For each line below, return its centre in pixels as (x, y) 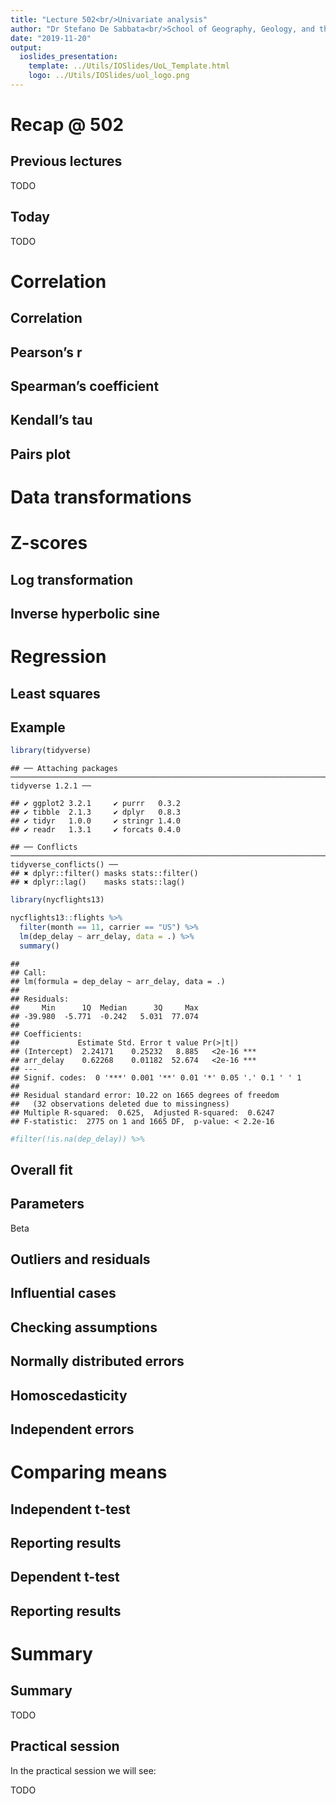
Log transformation (72, 579)
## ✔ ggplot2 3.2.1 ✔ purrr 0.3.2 (96, 804)
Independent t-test (70, 1509)
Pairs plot (41, 454)
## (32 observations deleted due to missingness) (120, 1104)
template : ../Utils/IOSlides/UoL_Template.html (129, 66)
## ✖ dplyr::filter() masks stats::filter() (104, 874)
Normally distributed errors (97, 1361)
